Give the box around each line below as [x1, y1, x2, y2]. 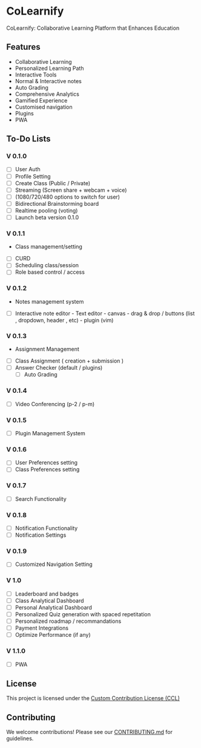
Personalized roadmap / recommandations [15, 617, 122, 625]
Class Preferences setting [15, 466, 80, 473]
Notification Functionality [15, 525, 78, 532]
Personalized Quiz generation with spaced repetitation [15, 611, 151, 618]
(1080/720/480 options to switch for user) [15, 193, 120, 200]
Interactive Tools [15, 71, 57, 78]
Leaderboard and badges [15, 590, 79, 597]
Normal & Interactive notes [15, 77, 82, 84]
